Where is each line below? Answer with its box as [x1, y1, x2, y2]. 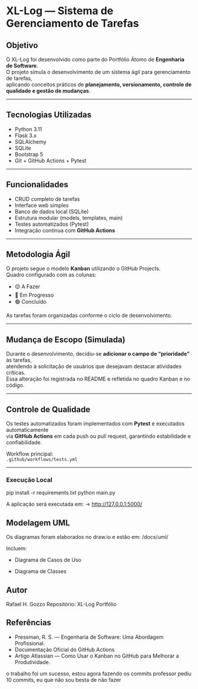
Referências [6, 617, 52, 628]
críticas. [6, 369, 26, 376]
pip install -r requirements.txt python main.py [6, 489, 116, 496]
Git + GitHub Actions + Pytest [14, 157, 87, 164]
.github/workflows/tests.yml [6, 457, 78, 463]
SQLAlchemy [14, 138, 47, 145]
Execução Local [6, 476, 52, 484]
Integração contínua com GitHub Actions [14, 226, 115, 234]
